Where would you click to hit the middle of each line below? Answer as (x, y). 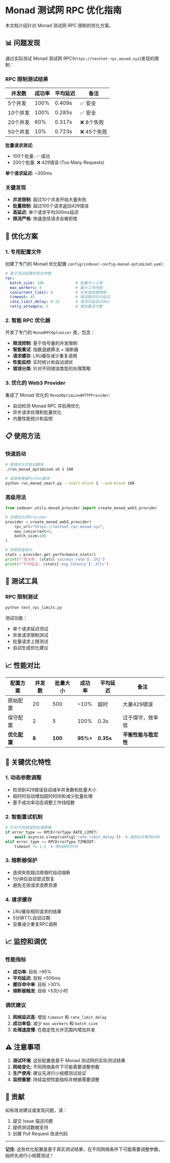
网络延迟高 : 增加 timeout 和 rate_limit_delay (60, 1017)
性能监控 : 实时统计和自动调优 (43, 362)
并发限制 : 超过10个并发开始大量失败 (50, 200)
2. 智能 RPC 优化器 (28, 320)
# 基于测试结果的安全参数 (28, 274)
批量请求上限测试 (30, 642)
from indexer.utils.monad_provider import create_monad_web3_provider (81, 508)
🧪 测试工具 (22, 581)
